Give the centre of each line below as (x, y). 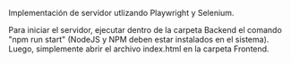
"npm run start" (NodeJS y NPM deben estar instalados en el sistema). (139, 39)
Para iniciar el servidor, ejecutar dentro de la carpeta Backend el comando (145, 30)
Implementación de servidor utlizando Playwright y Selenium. (121, 13)
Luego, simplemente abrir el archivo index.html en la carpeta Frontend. (139, 49)
